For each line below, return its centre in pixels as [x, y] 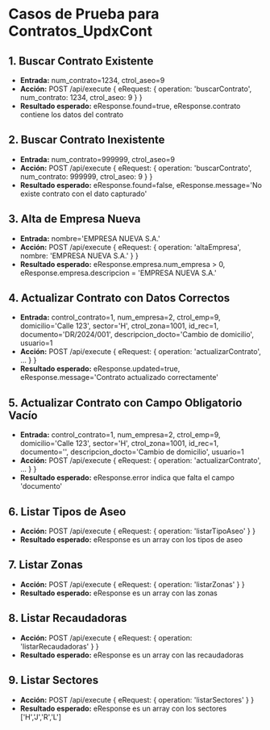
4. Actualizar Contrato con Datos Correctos [119, 298]
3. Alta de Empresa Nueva [75, 219]
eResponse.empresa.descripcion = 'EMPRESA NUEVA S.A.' [118, 273]
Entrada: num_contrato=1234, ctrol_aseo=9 [92, 80]
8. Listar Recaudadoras [68, 618]
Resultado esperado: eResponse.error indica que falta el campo [127, 478]
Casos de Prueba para [84, 14]
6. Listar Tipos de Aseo [67, 512]
